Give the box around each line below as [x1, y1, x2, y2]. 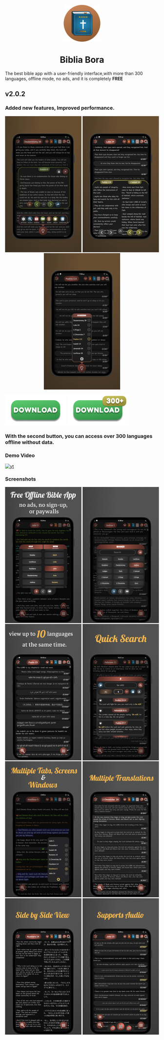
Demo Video [5, 452, 35, 459]
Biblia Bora [60, 54, 104, 66]
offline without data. [5, 439, 55, 446]
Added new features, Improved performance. [5, 104, 115, 111]
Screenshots [5, 476, 36, 482]
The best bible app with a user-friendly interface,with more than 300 [5, 70, 143, 76]
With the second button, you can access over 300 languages [5, 433, 153, 440]
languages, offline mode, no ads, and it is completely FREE [5, 76, 123, 81]
